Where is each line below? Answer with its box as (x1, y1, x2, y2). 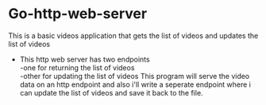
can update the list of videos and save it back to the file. (19, 88, 204, 97)
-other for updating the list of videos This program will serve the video (19, 71, 250, 81)
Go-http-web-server (8, 5, 148, 23)
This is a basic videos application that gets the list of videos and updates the (8, 31, 259, 40)
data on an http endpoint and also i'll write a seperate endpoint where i (19, 80, 252, 89)
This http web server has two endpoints (19, 54, 150, 64)
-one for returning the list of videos (19, 62, 135, 72)
